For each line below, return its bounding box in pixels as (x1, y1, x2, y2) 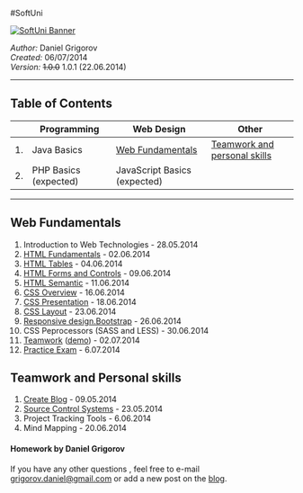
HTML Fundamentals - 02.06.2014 (22, 248, 151, 259)
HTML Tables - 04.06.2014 (22, 258, 123, 269)
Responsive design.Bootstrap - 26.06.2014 (22, 315, 183, 327)
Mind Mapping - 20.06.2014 (22, 423, 127, 434)
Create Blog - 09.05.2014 (22, 394, 118, 405)
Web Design (132, 122, 186, 135)
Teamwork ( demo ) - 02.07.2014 (22, 335, 140, 345)
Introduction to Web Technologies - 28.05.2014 (22, 238, 199, 250)
